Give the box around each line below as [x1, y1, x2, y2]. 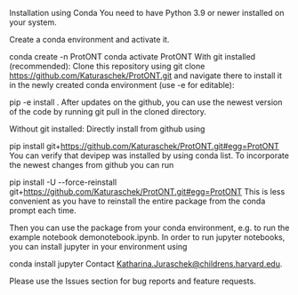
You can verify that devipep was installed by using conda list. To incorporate [9, 150, 289, 161]
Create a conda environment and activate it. [9, 35, 170, 44]
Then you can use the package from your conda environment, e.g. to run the [9, 222, 290, 233]
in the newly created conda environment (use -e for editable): [9, 80, 235, 90]
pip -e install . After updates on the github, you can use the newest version [9, 97, 283, 108]
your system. [9, 17, 58, 28]
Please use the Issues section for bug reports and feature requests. [9, 275, 256, 286]
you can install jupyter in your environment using [9, 242, 188, 251]
